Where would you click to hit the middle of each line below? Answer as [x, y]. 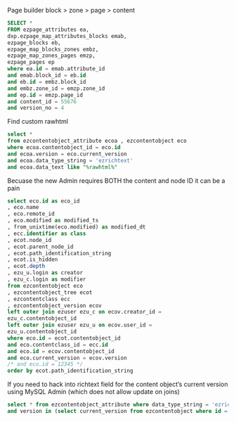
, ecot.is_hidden [33, 260]
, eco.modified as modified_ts [53, 221]
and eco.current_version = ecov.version [67, 358]
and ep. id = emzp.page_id [45, 95]
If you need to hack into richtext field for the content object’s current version [118, 384]
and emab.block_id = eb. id [47, 75]
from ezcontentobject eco [45, 286]
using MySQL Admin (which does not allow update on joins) [94, 392]
